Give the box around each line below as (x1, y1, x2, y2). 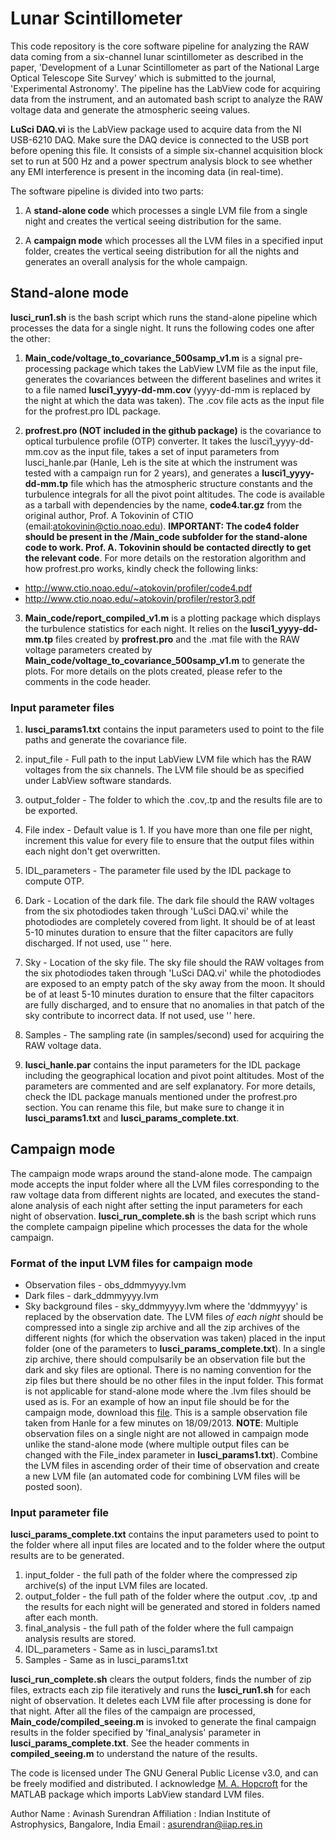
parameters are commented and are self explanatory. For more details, (24, 1080, 316, 1092)
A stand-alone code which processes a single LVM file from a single (24, 204, 308, 216)
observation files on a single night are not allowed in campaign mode (24, 1428, 309, 1440)
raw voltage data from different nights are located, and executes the (10, 1188, 291, 1201)
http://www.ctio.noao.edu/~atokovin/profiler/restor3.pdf (24, 592, 256, 604)
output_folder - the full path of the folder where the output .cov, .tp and (24, 1590, 318, 1602)
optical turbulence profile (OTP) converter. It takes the (24, 435, 248, 447)
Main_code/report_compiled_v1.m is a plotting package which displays (24, 612, 321, 624)
